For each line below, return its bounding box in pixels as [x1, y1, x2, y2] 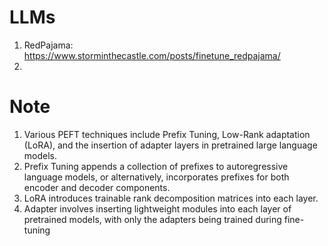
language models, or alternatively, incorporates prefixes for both [23, 171, 290, 183]
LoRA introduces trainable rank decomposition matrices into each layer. [23, 192, 319, 204]
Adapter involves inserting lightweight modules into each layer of [23, 202, 292, 215]
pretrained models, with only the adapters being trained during [23, 213, 282, 225]
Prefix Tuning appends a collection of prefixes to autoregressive [23, 160, 289, 172]
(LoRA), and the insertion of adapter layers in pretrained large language [23, 139, 318, 151]
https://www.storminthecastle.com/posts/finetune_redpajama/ [23, 49, 281, 61]
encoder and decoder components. [23, 181, 171, 193]
